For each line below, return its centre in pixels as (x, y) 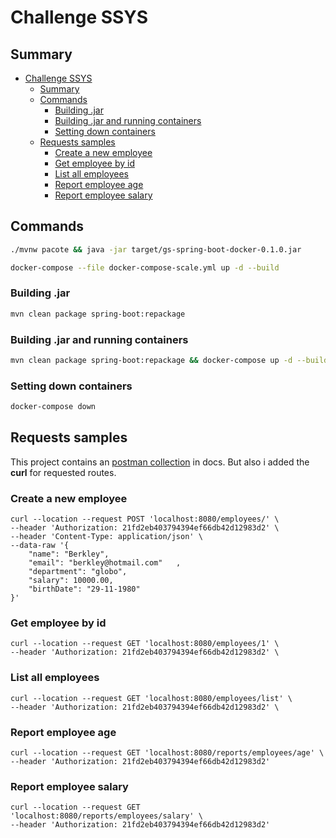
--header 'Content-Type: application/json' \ (106, 537)
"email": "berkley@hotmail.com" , (105, 563)
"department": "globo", (78, 572)
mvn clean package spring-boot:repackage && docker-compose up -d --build (169, 361)
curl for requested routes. (63, 472)
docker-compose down (53, 407)
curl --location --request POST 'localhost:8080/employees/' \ (145, 519)
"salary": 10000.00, (71, 581)
